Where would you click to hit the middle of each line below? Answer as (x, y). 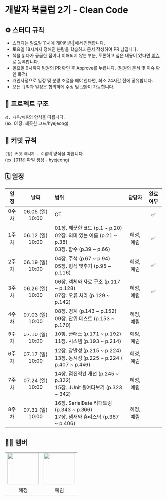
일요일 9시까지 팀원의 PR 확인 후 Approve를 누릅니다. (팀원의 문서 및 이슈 (83, 68)
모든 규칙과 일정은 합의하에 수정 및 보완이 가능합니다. (63, 87)
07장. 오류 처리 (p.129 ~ (82, 296)
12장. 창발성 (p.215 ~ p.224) (88, 351)
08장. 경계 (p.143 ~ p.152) (85, 311)
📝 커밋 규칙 (21, 140)
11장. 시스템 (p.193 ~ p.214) (88, 341)
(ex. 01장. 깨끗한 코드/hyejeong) (37, 123)
